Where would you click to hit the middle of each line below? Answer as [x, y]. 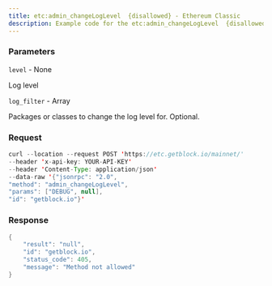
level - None [30, 69]
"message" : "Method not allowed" [79, 267]
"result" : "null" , [54, 245]
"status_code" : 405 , [57, 260]
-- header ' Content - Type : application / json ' [83, 169]
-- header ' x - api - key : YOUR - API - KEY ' [70, 162]
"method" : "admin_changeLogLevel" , [68, 184]
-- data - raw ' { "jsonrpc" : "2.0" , [63, 177]
